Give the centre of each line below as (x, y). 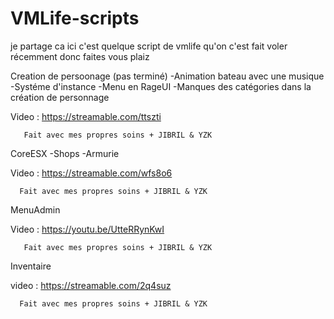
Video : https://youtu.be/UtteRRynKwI (87, 229)
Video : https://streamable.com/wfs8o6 (91, 173)
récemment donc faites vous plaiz (80, 56)
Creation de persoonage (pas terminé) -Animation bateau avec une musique (167, 76)
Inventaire (31, 266)
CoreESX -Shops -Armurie (65, 153)
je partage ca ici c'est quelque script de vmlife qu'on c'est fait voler (149, 46)
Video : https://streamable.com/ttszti (86, 116)
